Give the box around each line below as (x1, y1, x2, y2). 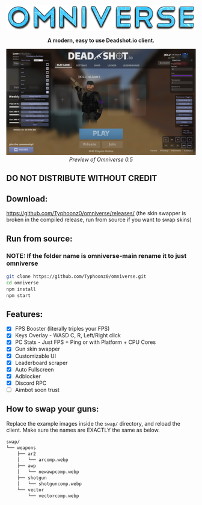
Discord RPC (14, 379, 47, 387)
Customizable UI (14, 352, 57, 360)
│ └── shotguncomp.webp (17, 480, 82, 487)
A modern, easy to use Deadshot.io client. (47, 37, 155, 44)
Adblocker (14, 372, 41, 380)
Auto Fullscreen (14, 366, 54, 373)
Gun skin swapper (14, 345, 60, 353)
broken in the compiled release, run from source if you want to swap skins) (6, 216, 192, 224)
